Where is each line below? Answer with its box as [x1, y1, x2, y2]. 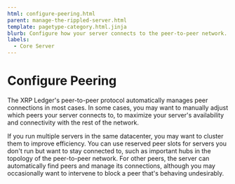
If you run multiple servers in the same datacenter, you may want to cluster [7, 132, 224, 140]
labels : [7, 36, 30, 43]
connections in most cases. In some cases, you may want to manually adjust [7, 103, 229, 112]
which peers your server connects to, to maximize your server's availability [7, 111, 224, 119]
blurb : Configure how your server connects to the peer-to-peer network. [7, 29, 228, 37]
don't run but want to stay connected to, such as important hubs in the [7, 146, 212, 155]
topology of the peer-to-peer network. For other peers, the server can [7, 154, 210, 162]
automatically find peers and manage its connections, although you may [7, 162, 216, 170]
